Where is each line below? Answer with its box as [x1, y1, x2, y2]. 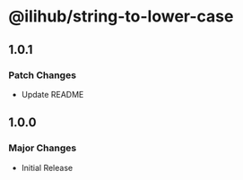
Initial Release [21, 162, 74, 173]
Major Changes [8, 141, 77, 154]
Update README [21, 89, 84, 99]
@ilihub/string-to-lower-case [8, 6, 234, 27]
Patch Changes [8, 69, 77, 81]
